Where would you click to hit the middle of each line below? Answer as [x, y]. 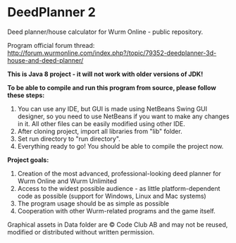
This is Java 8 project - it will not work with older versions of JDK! [105, 74]
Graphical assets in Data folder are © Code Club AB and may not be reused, [118, 224]
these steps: [26, 95]
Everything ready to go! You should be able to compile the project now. [120, 146]
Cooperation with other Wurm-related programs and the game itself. [117, 211]
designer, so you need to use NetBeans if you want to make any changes [123, 116]
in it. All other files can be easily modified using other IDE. [101, 123]
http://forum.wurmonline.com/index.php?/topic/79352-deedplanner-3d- [112, 53]
